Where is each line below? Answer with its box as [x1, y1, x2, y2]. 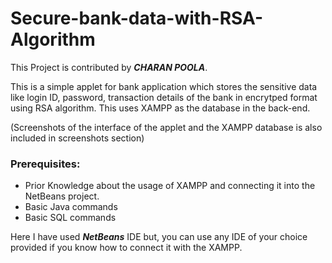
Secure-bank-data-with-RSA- [10, 7, 264, 30]
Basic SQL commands [24, 212, 117, 224]
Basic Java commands [24, 201, 118, 213]
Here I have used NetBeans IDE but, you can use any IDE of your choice [10, 231, 308, 243]
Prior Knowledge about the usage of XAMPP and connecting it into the [24, 180, 316, 192]
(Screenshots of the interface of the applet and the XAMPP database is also [10, 121, 323, 133]
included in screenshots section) [10, 132, 145, 144]
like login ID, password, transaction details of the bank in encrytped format [10, 91, 318, 103]
